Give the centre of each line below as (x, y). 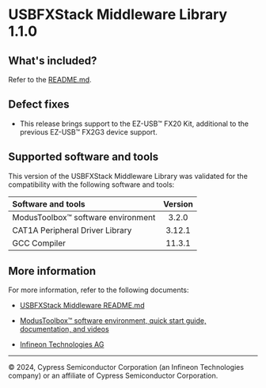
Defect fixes (39, 105)
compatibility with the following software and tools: (91, 184)
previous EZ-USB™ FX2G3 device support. (89, 131)
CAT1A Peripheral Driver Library (72, 230)
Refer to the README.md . (50, 80)
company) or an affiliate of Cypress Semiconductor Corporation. (113, 376)
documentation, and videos (64, 329)
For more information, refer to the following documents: (99, 290)
